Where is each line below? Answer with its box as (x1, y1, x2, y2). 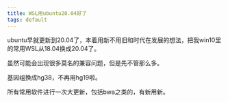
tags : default (7, 16, 48, 23)
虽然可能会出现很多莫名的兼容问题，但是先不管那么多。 (7, 58, 163, 67)
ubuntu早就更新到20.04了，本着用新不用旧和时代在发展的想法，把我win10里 (7, 35, 221, 44)
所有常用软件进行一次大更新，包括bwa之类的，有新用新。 (7, 88, 169, 96)
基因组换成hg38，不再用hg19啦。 (7, 73, 101, 82)
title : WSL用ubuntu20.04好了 (7, 10, 88, 17)
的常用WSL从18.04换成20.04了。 (7, 44, 101, 52)
